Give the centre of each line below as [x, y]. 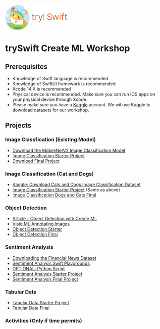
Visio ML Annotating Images [41, 224]
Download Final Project [36, 161]
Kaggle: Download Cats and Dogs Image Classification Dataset [76, 184]
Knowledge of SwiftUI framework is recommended [64, 84]
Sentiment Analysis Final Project [45, 279]
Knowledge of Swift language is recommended [60, 78]
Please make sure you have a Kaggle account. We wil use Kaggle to [81, 105]
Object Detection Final [35, 235]
